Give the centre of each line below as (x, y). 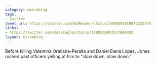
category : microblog (26, 10)
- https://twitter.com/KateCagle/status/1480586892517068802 (69, 32)
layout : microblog (24, 37)
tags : (11, 14)
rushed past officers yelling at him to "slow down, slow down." (68, 56)
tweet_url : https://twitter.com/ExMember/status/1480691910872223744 (78, 23)
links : (12, 28)
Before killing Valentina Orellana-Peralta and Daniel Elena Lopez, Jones (78, 51)
